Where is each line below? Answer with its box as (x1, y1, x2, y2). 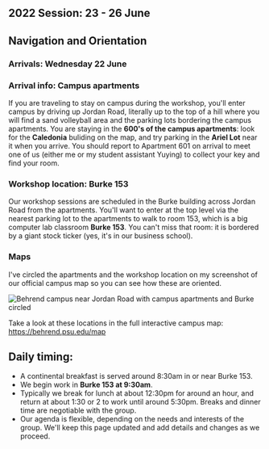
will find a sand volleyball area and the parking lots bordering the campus (8, 115, 252, 124)
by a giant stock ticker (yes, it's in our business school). (8, 231, 193, 241)
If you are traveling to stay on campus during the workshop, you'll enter (8, 99, 246, 107)
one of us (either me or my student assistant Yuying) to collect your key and (8, 149, 260, 159)
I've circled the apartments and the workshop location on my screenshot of (8, 270, 259, 279)
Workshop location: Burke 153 (8, 178, 129, 189)
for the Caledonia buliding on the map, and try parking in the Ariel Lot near (8, 132, 258, 142)
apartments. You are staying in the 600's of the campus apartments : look (8, 124, 255, 133)
